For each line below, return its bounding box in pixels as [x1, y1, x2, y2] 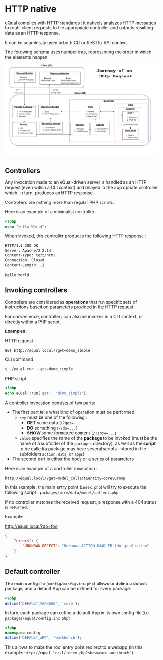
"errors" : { [14, 538, 38, 543]
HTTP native [5, 3, 57, 15]
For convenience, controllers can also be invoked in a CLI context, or [5, 314, 143, 319]
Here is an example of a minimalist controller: [5, 209, 96, 215]
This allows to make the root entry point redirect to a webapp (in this [5, 644, 143, 650]
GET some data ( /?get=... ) [26, 419, 82, 425]
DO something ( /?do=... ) [26, 425, 78, 431]
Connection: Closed [5, 258, 45, 263]
